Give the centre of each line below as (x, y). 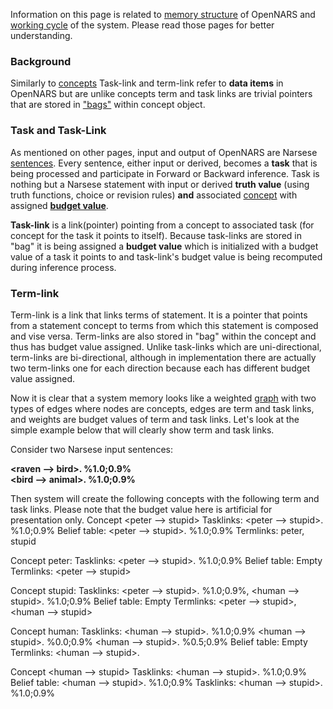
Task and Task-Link (58, 131)
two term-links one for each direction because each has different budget (160, 368)
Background (41, 61)
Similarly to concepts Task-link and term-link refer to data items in (147, 83)
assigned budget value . (59, 205)
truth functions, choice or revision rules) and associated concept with (154, 195)
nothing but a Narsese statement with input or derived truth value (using (160, 184)
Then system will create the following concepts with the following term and (165, 498)
